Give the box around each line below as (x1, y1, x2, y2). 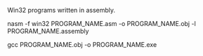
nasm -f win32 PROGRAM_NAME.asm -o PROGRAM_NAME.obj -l (7, 20, 197, 27)
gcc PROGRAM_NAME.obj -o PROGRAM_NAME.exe (7, 41, 157, 48)
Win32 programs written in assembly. (7, 6, 116, 14)
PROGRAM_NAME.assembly (7, 27, 89, 35)
